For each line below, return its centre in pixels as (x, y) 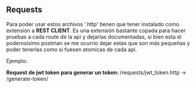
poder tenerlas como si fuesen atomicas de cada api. (72, 49)
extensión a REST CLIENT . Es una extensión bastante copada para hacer (96, 30)
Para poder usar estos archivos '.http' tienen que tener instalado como (93, 24)
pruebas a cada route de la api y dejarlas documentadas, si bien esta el (94, 37)
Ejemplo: (17, 61)
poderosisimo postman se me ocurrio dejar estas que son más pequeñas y (98, 43)
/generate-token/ (27, 78)
